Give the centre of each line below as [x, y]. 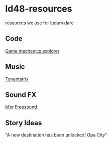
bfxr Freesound [21, 107]
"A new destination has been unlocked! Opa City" [56, 135]
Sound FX [21, 95]
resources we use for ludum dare [39, 23]
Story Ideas [24, 123]
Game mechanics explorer [32, 51]
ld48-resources [39, 9]
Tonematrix [17, 79]
